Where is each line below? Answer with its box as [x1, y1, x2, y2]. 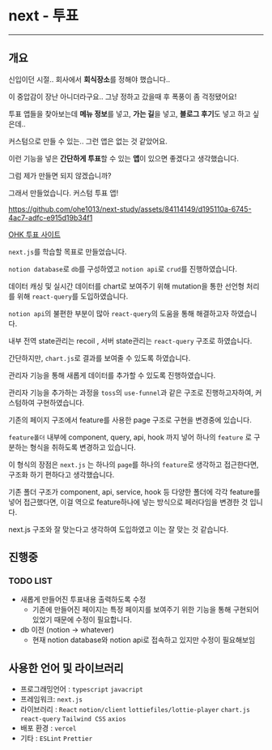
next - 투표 [8, 6, 79, 25]
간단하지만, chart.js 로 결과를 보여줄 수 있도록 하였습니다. [8, 353, 191, 362]
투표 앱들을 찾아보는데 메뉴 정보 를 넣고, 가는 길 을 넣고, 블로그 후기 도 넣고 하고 [8, 109, 251, 118]
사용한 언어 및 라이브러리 [8, 661, 124, 675]
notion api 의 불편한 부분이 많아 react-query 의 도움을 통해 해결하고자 [8, 308, 229, 318]
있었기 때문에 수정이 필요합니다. [32, 615, 132, 624]
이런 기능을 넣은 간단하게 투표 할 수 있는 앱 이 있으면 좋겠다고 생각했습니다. [8, 153, 239, 163]
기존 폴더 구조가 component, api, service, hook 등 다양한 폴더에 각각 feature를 [8, 486, 261, 496]
